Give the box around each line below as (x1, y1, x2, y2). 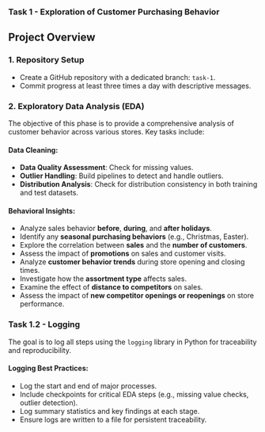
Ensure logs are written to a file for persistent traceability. (19, 415, 207, 424)
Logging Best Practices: (8, 363, 89, 373)
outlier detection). (19, 398, 78, 407)
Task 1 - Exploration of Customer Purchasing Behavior (8, 6, 220, 17)
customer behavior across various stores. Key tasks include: (8, 127, 205, 136)
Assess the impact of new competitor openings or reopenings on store (19, 291, 255, 301)
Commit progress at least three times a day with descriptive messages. (19, 81, 252, 90)
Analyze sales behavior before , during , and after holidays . (19, 224, 212, 233)
